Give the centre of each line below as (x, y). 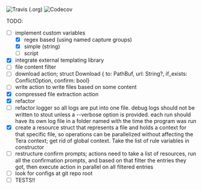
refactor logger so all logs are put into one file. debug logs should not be (105, 108)
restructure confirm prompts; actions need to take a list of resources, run (106, 153)
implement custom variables (50, 33)
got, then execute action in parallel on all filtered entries (84, 167)
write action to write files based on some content (76, 87)
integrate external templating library (59, 60)
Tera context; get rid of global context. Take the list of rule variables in (102, 141)
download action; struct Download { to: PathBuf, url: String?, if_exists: (101, 74)
